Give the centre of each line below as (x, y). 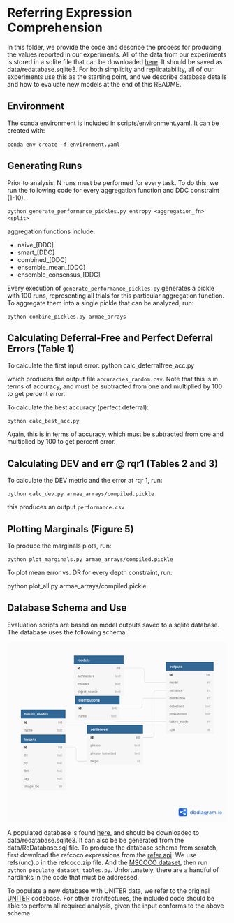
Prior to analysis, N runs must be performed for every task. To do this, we (113, 182)
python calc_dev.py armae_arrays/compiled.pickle (81, 494)
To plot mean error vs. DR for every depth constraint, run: (90, 572)
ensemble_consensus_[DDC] (59, 275)
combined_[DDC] (42, 259)
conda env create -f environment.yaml (64, 145)
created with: (26, 130)
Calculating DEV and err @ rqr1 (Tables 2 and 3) (113, 464)
